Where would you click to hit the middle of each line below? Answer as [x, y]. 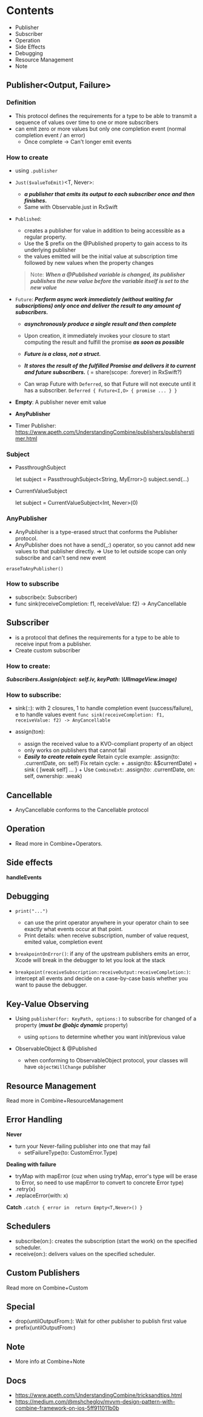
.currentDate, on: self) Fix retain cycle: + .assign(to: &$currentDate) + [111, 763]
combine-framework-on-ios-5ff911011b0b [67, 1408]
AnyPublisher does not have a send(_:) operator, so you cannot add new [105, 545]
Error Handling [34, 1120]
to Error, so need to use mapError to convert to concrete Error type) [99, 1183]
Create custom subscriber [48, 650]
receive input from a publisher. [53, 644]
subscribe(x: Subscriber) [46, 597]
